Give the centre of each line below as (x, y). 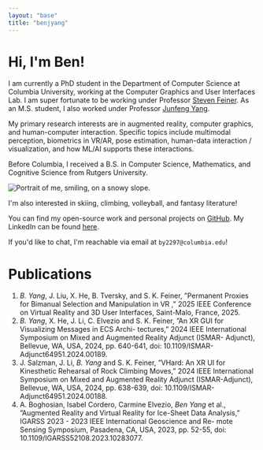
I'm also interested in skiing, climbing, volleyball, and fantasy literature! (123, 203)
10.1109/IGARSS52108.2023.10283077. (81, 438)
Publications (50, 274)
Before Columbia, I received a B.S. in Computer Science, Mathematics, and (130, 164)
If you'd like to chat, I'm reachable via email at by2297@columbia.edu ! (118, 242)
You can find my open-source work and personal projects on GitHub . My (126, 218)
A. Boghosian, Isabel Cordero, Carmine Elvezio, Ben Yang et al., (122, 405)
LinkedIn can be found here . (54, 227)
